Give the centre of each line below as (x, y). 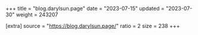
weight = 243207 (37, 15)
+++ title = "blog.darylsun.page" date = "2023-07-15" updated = (85, 8)
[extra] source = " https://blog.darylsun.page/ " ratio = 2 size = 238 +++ (93, 26)
